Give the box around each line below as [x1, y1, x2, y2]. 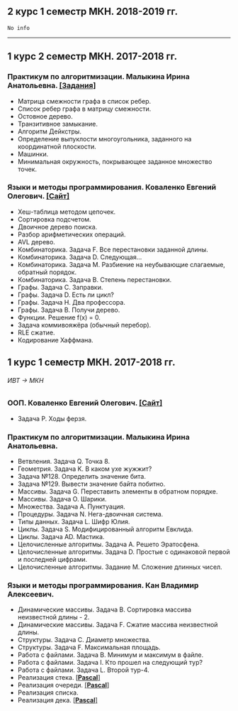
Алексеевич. [7, 589, 55, 599]
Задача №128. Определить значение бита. [17, 472, 147, 481]
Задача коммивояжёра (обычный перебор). [17, 320, 152, 329]
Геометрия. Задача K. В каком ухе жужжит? [17, 465, 152, 473]
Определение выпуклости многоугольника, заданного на [17, 134, 192, 143]
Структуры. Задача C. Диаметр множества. [17, 636, 151, 644]
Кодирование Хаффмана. [17, 335, 93, 344]
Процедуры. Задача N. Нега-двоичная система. [17, 510, 164, 519]
